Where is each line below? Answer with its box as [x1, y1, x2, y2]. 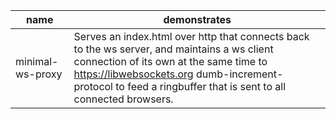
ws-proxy [15, 67, 63, 81]
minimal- [15, 55, 59, 68]
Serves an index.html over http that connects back [73, 30, 310, 43]
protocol [73, 80, 113, 93]
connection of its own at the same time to [73, 55, 268, 68]
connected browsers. [73, 92, 174, 106]
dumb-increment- [195, 67, 284, 81]
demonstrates [163, 13, 232, 26]
